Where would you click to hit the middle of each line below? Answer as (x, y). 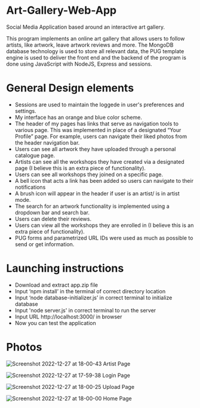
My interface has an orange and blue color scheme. (78, 117)
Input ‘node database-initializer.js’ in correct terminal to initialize (93, 297)
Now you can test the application (56, 323)
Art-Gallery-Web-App (61, 10)
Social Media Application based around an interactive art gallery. (86, 27)
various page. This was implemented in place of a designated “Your (98, 130)
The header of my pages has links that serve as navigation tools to (97, 124)
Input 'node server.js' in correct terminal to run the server (85, 310)
